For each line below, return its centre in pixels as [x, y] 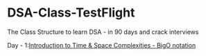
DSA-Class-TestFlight [71, 13]
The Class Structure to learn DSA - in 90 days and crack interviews [103, 32]
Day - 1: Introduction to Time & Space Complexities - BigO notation [102, 45]
